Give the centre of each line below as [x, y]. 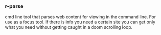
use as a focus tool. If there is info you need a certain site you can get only [80, 22]
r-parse [14, 6]
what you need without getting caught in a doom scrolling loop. [69, 27]
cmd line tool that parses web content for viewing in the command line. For [80, 17]
